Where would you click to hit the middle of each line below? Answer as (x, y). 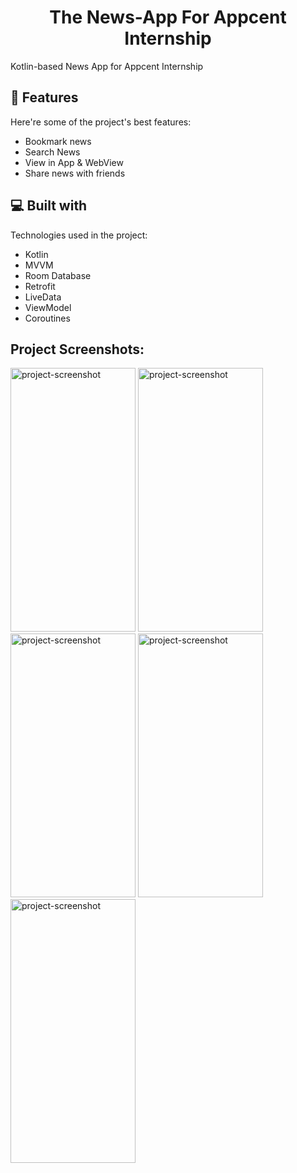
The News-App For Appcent (168, 17)
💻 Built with (49, 206)
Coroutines (47, 318)
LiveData (43, 297)
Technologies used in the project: (79, 235)
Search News (52, 152)
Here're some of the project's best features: (101, 122)
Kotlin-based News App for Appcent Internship (107, 66)
